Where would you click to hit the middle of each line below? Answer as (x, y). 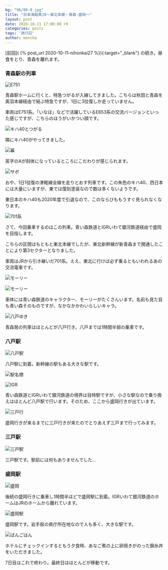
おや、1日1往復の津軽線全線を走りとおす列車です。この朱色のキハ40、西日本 (84, 183)
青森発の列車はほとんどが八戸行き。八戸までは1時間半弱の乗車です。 (76, 327)
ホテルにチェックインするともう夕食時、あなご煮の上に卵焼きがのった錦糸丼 (84, 546)
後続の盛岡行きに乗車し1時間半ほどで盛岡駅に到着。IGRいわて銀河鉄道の (80, 497)
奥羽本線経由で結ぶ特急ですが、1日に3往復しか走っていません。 (71, 102)
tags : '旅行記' (20, 33)
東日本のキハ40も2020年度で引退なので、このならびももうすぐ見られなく (81, 200)
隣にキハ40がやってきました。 (36, 140)
